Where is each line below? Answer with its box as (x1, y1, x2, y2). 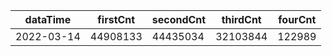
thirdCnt (221, 13, 262, 26)
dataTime (24, 13, 72, 26)
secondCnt (151, 13, 207, 26)
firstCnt (97, 13, 136, 26)
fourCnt (278, 13, 317, 26)
